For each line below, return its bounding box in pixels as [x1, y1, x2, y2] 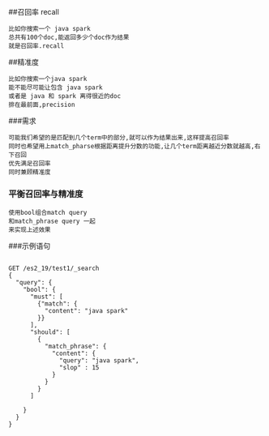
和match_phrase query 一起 [8, 217, 96, 225]
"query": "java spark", [59, 357, 139, 365]
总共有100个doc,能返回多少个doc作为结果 [8, 33, 130, 41]
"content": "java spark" [44, 307, 129, 315]
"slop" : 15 [59, 364, 100, 372]
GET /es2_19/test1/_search [8, 264, 100, 273]
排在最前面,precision [8, 100, 75, 109]
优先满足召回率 [8, 160, 51, 168]
